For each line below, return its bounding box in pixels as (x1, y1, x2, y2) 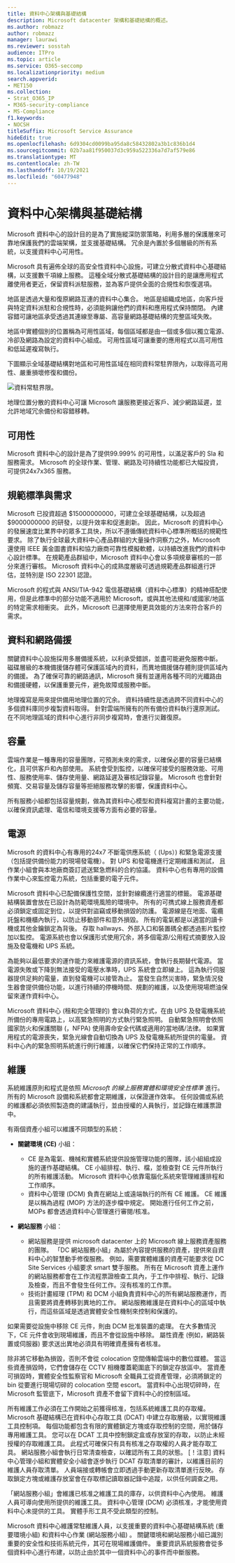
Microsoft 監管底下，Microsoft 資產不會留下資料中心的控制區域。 (7, 1389, 194, 1398)
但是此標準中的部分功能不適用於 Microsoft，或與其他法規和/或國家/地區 (19, 594, 225, 603)
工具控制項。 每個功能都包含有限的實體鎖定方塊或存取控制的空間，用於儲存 (7, 1422, 224, 1431)
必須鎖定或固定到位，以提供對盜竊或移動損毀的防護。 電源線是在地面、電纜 (7, 906, 224, 915)
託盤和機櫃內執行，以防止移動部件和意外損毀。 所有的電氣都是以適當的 (7, 915, 211, 924)
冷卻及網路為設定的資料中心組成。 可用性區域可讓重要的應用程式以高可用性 (7, 336, 224, 344)
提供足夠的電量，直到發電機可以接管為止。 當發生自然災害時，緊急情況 (13, 974, 218, 982)
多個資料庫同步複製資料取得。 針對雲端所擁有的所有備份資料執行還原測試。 (7, 704, 224, 712)
